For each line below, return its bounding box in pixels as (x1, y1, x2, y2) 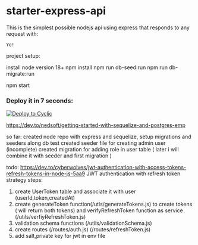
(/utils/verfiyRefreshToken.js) (14, 213, 86, 221)
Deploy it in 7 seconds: (6, 97, 73, 105)
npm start (6, 82, 30, 89)
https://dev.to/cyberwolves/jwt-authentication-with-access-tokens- (20, 164, 186, 171)
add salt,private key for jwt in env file (14, 232, 106, 240)
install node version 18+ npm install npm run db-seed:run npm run (6, 64, 168, 71)
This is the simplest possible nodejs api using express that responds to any (6, 24, 190, 31)
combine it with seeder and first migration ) (6, 152, 112, 159)
